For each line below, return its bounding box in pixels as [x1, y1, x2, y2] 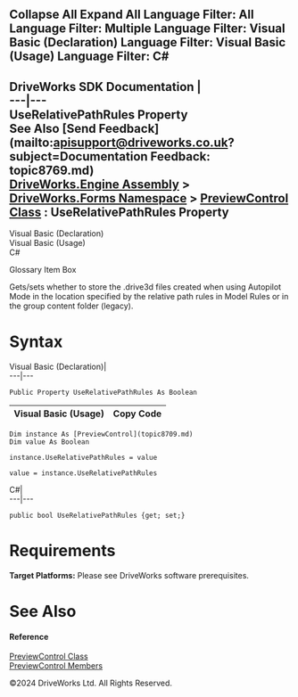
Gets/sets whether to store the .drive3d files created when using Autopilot [9, 282, 282, 292]
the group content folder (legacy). [9, 300, 134, 311]
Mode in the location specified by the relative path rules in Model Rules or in [9, 291, 289, 302]
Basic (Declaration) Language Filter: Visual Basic [9, 35, 286, 50]
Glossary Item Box [9, 265, 77, 275]
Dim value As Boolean [9, 438, 90, 447]
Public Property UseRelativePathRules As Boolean [9, 388, 198, 398]
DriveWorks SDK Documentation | [9, 79, 202, 94]
